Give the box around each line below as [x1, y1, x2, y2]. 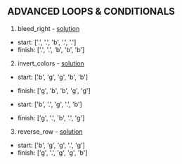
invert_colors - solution [17, 59, 84, 68]
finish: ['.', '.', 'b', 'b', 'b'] [17, 45, 85, 53]
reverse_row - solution [17, 127, 83, 136]
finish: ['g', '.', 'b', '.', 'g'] [17, 113, 85, 122]
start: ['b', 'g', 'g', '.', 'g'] [17, 141, 86, 149]
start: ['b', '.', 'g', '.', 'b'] [17, 100, 82, 108]
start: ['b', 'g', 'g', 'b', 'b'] [17, 72, 89, 81]
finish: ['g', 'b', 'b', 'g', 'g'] [17, 86, 91, 94]
